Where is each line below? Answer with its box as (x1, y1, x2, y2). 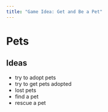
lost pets (14, 86, 37, 94)
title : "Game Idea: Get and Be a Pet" (6, 8, 103, 15)
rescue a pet (14, 99, 46, 106)
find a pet (14, 93, 39, 100)
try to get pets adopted (14, 80, 72, 87)
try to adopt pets (14, 74, 56, 81)
